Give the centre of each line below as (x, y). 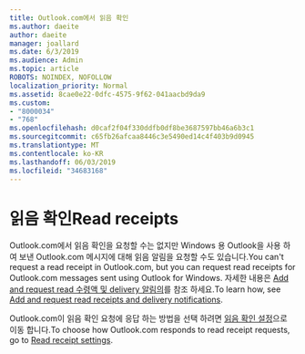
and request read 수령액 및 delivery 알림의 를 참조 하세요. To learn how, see (145, 289)
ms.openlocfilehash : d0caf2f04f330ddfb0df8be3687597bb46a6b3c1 (132, 129)
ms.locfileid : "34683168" (58, 171)
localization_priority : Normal (69, 86)
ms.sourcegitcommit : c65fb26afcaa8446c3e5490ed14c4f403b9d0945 (132, 137)
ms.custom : (30, 103)
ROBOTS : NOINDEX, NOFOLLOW (61, 78)
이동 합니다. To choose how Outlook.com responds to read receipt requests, (150, 330)
